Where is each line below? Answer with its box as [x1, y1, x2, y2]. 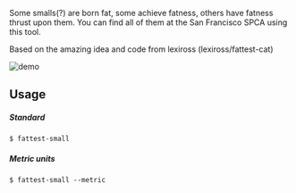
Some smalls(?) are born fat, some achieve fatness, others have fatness [9, 8, 274, 18]
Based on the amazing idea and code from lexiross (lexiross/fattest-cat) [9, 44, 275, 55]
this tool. [9, 27, 42, 37]
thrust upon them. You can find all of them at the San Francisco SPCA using [9, 17, 288, 28]
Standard [9, 112, 46, 122]
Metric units [9, 153, 55, 164]
